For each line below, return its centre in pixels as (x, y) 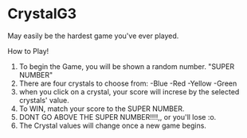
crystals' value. (44, 100)
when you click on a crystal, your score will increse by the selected (129, 91)
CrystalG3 (42, 14)
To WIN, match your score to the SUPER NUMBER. (102, 109)
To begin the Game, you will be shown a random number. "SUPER (127, 66)
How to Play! (28, 51)
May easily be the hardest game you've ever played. (93, 36)
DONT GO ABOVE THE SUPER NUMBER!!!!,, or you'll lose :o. (118, 117)
